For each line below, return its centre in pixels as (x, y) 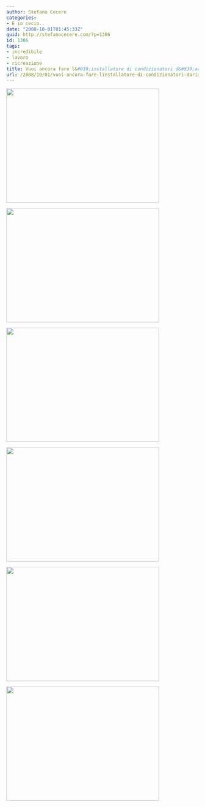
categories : (21, 18)
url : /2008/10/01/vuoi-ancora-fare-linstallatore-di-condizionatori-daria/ (105, 75)
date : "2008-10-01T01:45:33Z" (45, 29)
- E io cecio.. (26, 23)
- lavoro (17, 57)
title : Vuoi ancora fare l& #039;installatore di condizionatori (90, 69)
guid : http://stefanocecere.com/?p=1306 (59, 35)
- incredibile (24, 52)
